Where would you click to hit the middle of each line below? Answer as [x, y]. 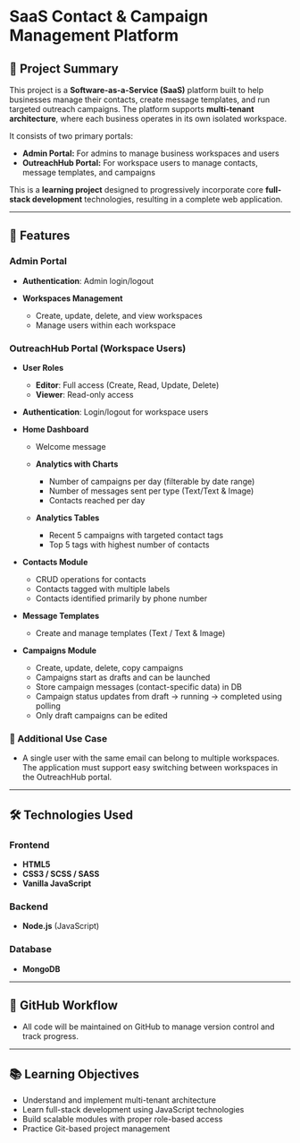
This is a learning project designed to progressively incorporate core [136, 189]
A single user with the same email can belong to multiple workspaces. [150, 758]
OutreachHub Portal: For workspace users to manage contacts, [140, 163]
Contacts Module [55, 562]
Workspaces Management [72, 298]
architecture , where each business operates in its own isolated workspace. [148, 119]
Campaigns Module [59, 650]
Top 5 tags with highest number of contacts [129, 545]
